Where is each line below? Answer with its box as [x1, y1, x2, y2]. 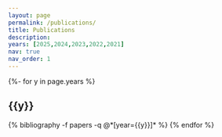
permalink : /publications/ [8, 19, 96, 27]
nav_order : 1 [8, 56, 51, 63]
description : [8, 33, 51, 41]
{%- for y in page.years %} [8, 76, 96, 86]
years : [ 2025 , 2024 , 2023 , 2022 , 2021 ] [8, 41, 125, 49]
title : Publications [8, 26, 76, 34]
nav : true [8, 48, 41, 56]
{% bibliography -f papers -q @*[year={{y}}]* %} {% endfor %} [8, 120, 215, 129]
